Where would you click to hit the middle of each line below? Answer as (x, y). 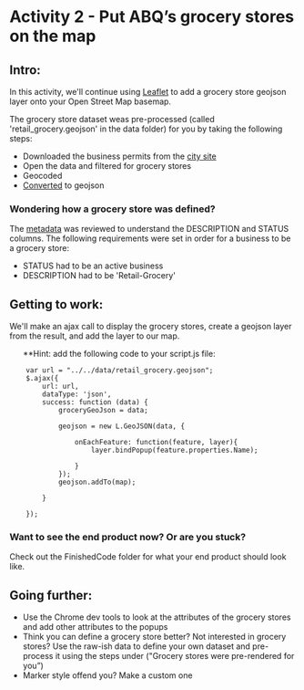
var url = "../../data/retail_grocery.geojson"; (120, 371)
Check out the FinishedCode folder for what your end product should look (148, 557)
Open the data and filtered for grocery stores (107, 166)
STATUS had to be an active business (93, 266)
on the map (53, 36)
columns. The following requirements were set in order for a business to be (150, 238)
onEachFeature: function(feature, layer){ (156, 443)
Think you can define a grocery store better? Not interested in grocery (154, 637)
